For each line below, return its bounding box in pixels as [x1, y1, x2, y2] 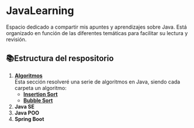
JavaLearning [6, 4, 74, 18]
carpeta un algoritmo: [14, 84, 67, 91]
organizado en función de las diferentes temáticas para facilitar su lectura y [6, 29, 188, 36]
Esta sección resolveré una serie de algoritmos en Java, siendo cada [14, 78, 181, 85]
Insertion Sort [23, 91, 58, 98]
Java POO [14, 109, 40, 116]
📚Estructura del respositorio [6, 54, 114, 64]
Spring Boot [14, 115, 44, 122]
